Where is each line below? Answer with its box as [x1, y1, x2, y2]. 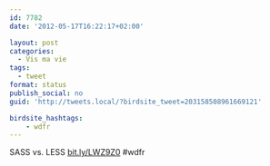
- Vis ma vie [17, 55, 67, 64]
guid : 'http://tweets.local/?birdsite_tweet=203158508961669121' [9, 97, 262, 106]
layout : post [9, 38, 59, 47]
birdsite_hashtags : [9, 113, 84, 122]
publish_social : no [9, 88, 84, 98]
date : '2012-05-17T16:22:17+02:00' [9, 22, 145, 31]
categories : [9, 46, 55, 55]
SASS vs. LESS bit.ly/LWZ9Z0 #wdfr [9, 147, 145, 158]
